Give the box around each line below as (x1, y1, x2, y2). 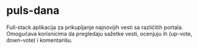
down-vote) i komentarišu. (6, 36, 73, 44)
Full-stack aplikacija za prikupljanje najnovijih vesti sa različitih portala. (6, 24, 183, 31)
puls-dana (6, 4, 60, 18)
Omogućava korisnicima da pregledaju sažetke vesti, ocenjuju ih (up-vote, (6, 30, 193, 37)
